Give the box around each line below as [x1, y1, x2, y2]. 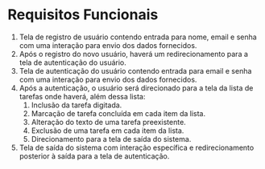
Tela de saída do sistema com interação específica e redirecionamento [19, 143, 255, 152]
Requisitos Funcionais [7, 6, 159, 24]
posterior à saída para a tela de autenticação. [19, 151, 170, 161]
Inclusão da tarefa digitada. [31, 100, 122, 110]
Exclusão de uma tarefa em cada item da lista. [31, 126, 184, 135]
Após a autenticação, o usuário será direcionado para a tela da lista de [19, 82, 254, 93]
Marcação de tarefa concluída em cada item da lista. [31, 108, 206, 118]
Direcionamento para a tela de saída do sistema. [31, 134, 192, 143]
